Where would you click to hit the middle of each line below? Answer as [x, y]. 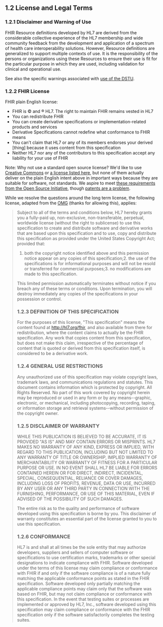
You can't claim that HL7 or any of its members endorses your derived [82, 142]
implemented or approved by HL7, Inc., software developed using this [87, 605]
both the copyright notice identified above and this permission [87, 253]
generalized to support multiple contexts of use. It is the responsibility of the [81, 53]
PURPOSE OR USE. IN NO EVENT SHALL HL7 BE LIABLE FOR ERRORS [87, 468]
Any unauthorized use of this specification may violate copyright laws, [87, 377]
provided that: [31, 244]
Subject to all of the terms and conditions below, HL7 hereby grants [84, 212]
